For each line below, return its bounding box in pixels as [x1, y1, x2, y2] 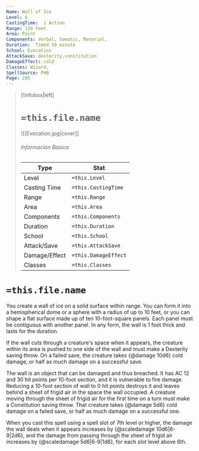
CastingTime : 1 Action [6, 20, 65, 26]
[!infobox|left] [20, 92, 55, 99]
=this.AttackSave [71, 242, 121, 249]
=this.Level [71, 175, 106, 182]
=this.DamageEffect [71, 252, 127, 259]
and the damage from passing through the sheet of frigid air [26, 432, 173, 439]
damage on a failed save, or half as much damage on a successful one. [6, 408, 181, 415]
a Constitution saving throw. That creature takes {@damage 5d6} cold [6, 402, 177, 409]
